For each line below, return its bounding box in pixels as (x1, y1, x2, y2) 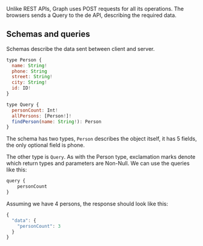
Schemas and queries (6, 29, 90, 39)
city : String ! (12, 79, 47, 85)
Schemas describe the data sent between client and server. (6, 45, 155, 52)
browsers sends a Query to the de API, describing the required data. (6, 12, 177, 19)
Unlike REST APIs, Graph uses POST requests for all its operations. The (6, 5, 184, 12)
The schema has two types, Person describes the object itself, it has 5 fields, (6, 135, 197, 142)
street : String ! (12, 74, 53, 80)
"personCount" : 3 (17, 223, 61, 229)
